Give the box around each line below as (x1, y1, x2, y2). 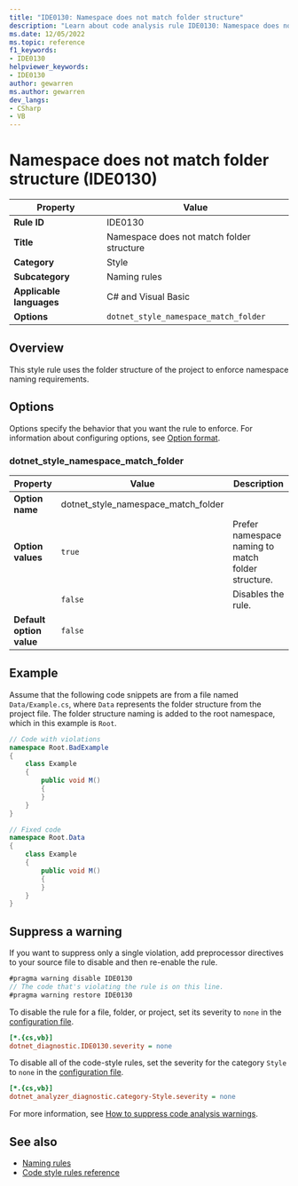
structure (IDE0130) (9, 170, 158, 189)
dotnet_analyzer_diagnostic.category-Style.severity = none (9, 1093, 237, 1102)
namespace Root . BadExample (9, 743, 109, 752)
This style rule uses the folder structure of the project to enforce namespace (9, 364, 289, 375)
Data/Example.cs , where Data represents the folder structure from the (9, 699, 262, 709)
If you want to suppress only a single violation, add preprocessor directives (9, 947, 284, 959)
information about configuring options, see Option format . (9, 432, 221, 443)
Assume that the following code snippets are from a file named (9, 689, 239, 700)
